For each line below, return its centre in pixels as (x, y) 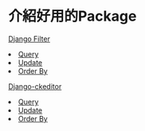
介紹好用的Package (72, 16)
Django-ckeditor (35, 86)
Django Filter (29, 39)
